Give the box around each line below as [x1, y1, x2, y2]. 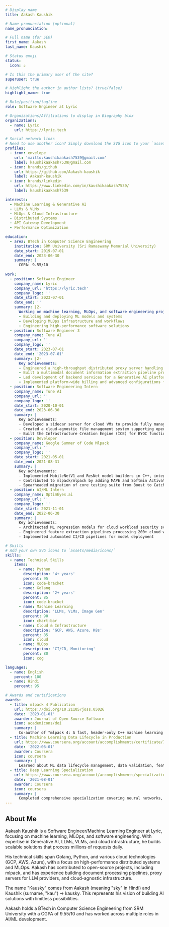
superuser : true [5, 77, 39, 82]
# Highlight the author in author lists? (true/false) [5, 86, 123, 91]
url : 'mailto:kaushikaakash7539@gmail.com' [14, 155, 107, 160]
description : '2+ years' [23, 590, 75, 595]
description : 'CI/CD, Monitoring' [23, 646, 96, 652]
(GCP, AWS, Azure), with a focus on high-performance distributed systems [5, 859, 160, 865]
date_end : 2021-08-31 [14, 459, 59, 464]
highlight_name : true [5, 90, 51, 96]
